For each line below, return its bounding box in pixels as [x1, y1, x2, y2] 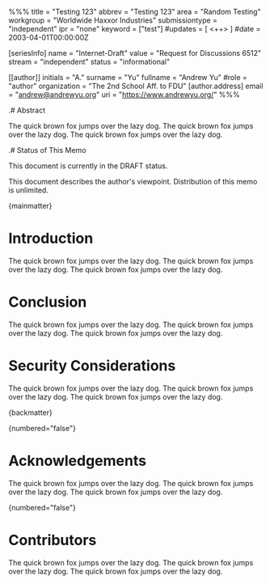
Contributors [8, 531, 97, 549]
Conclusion [8, 293, 87, 311]
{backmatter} [8, 408, 53, 417]
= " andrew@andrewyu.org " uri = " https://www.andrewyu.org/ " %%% [8, 90, 240, 99]
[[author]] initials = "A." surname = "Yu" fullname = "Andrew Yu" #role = [8, 73, 248, 82]
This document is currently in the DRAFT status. [8, 161, 168, 171]
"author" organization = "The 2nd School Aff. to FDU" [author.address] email [8, 81, 264, 91]
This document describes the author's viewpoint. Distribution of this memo [8, 177, 258, 186]
